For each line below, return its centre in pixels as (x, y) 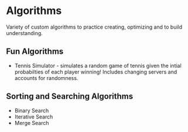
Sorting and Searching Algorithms (70, 97)
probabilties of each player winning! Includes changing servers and (96, 72)
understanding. (24, 33)
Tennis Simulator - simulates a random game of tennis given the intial (98, 65)
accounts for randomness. (46, 78)
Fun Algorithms (35, 52)
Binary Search (32, 110)
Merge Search (32, 123)
